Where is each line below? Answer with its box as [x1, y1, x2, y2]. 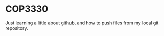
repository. [5, 25, 28, 31]
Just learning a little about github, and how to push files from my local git [5, 20, 159, 26]
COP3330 [5, 3, 49, 15]
